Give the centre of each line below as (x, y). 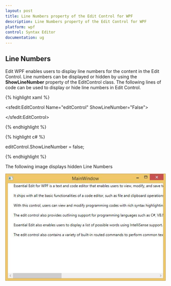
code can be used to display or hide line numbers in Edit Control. (73, 87)
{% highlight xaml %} (27, 97)
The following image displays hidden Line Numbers (59, 166)
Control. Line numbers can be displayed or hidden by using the (71, 76)
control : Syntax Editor (31, 32)
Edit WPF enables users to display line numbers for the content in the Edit (82, 71)
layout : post (19, 11)
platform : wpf (20, 27)
